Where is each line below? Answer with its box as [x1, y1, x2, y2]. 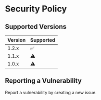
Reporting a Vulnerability [5, 77, 82, 85]
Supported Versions [5, 23, 66, 31]
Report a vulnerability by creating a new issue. [5, 89, 97, 95]
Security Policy [5, 3, 67, 14]
